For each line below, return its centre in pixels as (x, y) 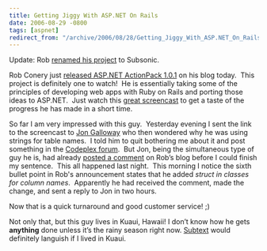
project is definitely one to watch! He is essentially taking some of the (124, 84)
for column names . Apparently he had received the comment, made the (127, 183)
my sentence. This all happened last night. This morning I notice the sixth (130, 166)
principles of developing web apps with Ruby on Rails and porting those (126, 92)
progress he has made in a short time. (71, 109)
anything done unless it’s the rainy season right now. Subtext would (120, 230)
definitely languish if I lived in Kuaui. (67, 238)
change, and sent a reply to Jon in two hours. (83, 191)
